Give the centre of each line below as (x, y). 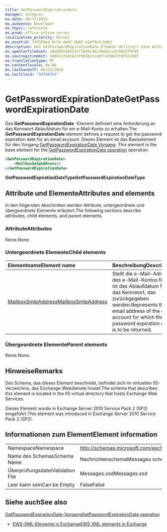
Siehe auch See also (36, 502)
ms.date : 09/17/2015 (27, 19)
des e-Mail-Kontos (135, 280)
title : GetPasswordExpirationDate (41, 10)
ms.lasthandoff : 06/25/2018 (34, 70)
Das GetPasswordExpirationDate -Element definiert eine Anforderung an (80, 123)
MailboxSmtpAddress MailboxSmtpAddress (58, 301)
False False (92, 484)
